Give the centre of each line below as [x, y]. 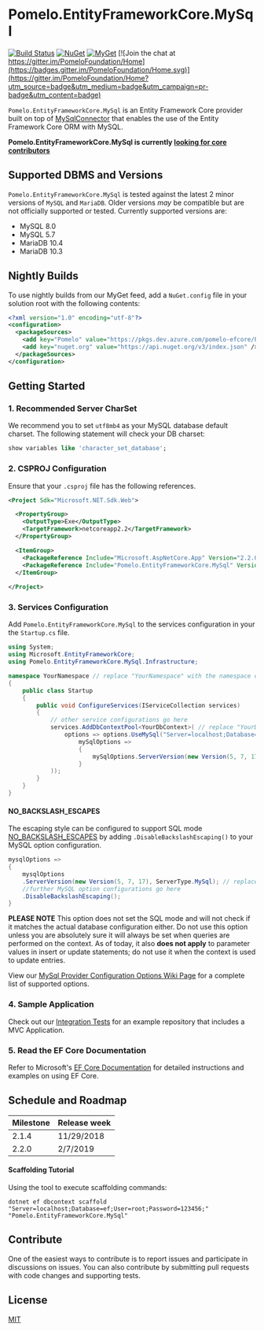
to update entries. [37, 960]
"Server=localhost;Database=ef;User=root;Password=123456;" [109, 1209]
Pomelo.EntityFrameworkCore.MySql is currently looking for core [117, 142]
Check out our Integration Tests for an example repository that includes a [126, 1022]
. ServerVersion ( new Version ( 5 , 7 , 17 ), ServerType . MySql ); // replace [140, 882]
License [28, 1300]
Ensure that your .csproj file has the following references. [102, 486]
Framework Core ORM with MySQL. [66, 127]
